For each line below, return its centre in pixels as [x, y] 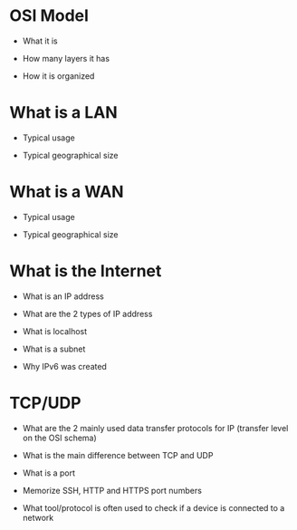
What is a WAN [67, 192]
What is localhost [55, 331]
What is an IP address [63, 296]
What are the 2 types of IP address [87, 313]
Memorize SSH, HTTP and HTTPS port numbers [112, 490]
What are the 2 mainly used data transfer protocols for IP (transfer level [155, 428]
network [38, 517]
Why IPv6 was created [64, 366]
